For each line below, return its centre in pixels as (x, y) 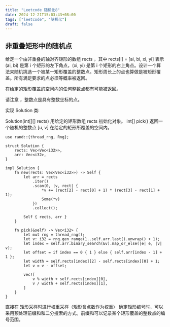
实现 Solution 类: (22, 111)
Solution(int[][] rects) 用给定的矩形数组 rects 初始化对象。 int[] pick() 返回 (82, 121)
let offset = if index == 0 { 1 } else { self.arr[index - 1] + (93, 252)
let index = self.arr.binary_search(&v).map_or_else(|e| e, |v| (93, 244)
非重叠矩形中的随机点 (39, 46)
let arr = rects (41, 177)
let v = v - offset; (45, 266)
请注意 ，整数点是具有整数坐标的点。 (44, 100)
